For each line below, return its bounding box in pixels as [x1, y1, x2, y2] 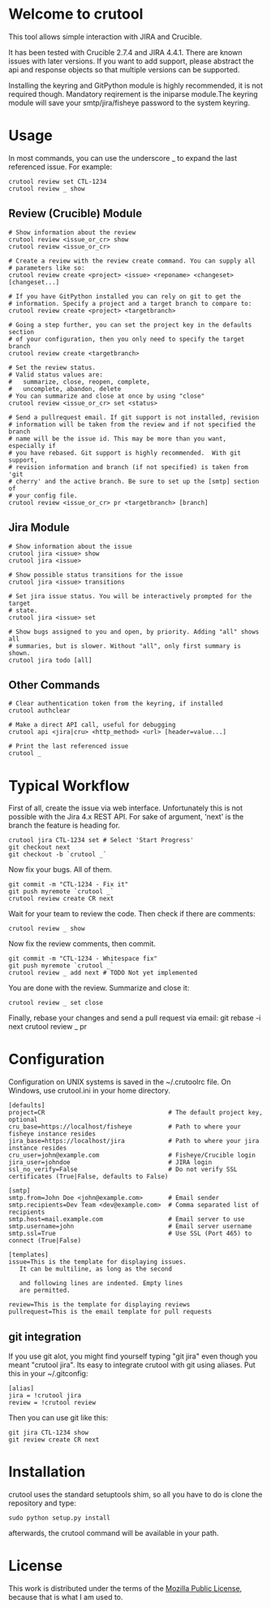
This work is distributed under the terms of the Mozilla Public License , [8, 1583, 243, 1593]
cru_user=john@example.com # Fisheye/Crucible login [8, 1151, 256, 1159]
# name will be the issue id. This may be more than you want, [8, 434, 227, 443]
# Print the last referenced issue [8, 742, 129, 750]
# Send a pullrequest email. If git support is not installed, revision [8, 413, 260, 421]
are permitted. [19, 1286, 71, 1295]
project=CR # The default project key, [8, 1109, 264, 1117]
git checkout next [8, 843, 71, 852]
